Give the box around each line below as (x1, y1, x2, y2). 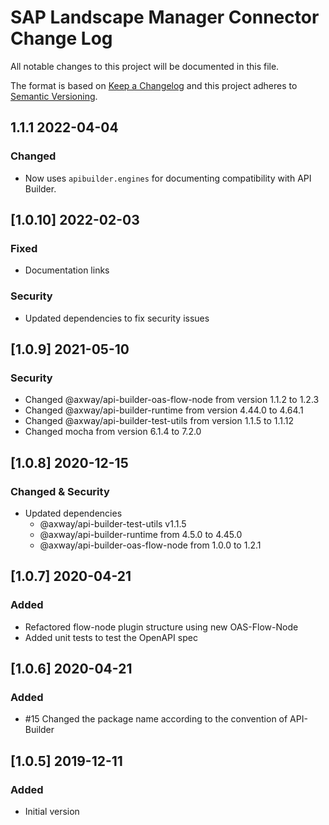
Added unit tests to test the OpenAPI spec (24, 631, 198, 643)
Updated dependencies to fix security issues (24, 312, 210, 324)
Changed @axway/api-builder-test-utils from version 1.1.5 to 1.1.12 (24, 415, 295, 427)
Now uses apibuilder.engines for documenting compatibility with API (24, 172, 312, 184)
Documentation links (24, 264, 110, 276)
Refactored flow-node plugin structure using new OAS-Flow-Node (24, 621, 299, 633)
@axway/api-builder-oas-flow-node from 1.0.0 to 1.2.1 (39, 539, 262, 551)
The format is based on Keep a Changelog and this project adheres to (10, 79, 298, 91)
